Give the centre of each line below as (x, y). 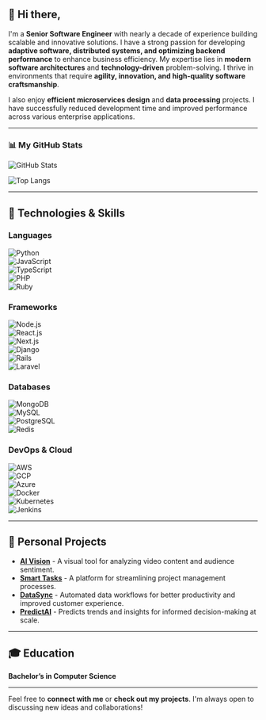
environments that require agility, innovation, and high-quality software (127, 75)
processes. (38, 586)
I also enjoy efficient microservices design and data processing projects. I (131, 99)
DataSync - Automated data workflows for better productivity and (127, 595)
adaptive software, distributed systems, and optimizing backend (117, 50)
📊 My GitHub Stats (46, 145)
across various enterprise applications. (72, 117)
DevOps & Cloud (40, 450)
